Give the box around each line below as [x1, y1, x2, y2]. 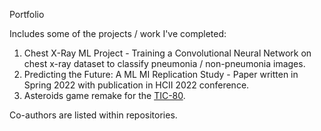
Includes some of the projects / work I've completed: [9, 28, 227, 39]
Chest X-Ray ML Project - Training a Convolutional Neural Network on [23, 47, 312, 59]
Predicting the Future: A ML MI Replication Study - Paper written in [23, 69, 299, 80]
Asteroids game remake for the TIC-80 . [23, 90, 186, 101]
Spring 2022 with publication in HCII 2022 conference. [23, 79, 250, 91]
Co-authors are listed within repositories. [9, 109, 178, 121]
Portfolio [9, 9, 45, 20]
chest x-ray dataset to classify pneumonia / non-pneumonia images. [23, 58, 306, 69]
